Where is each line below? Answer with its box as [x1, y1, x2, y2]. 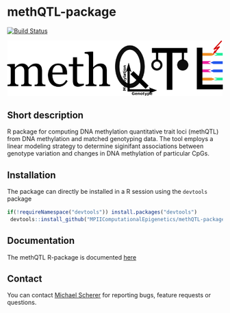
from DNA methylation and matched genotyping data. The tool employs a [7, 135, 214, 143]
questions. [7, 299, 37, 307]
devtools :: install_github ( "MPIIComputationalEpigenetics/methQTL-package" [10, 216, 228, 223]
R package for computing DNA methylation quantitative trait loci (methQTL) [7, 127, 219, 136]
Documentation [7, 235, 75, 247]
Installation [7, 169, 56, 181]
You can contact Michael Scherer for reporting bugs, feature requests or [7, 291, 211, 299]
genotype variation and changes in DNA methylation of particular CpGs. [7, 149, 210, 158]
